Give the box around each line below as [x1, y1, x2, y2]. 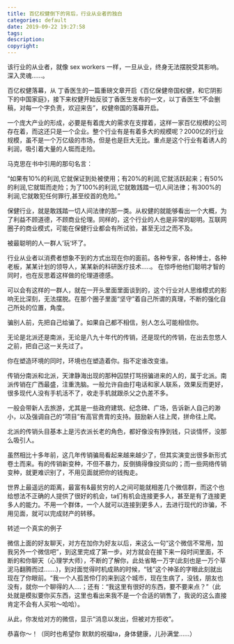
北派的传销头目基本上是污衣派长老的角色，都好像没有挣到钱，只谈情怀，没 [7, 427, 221, 435]
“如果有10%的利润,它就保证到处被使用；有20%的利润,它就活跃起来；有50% [7, 174, 224, 182]
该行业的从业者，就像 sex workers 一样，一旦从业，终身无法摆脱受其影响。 [7, 63, 223, 70]
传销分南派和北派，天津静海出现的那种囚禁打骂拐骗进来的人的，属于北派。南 [7, 371, 227, 380]
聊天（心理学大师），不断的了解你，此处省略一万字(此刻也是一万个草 [31, 556, 226, 564]
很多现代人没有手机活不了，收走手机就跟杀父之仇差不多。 [7, 389, 172, 397]
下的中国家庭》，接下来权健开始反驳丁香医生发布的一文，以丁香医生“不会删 [7, 95, 221, 103]
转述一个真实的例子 [7, 524, 63, 532]
